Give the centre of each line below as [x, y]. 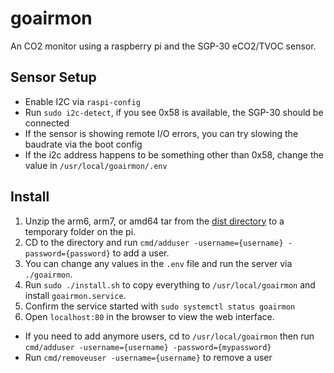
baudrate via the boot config [83, 144]
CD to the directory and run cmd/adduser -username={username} [154, 242]
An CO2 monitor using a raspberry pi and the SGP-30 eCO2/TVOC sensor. [163, 46]
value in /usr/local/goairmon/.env [96, 165]
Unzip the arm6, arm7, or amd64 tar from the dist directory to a [154, 221]
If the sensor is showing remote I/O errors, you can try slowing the [161, 133]
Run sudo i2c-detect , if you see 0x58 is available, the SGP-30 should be [174, 112]
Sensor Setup [53, 77]
